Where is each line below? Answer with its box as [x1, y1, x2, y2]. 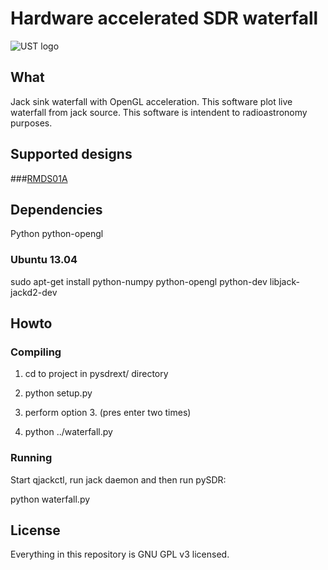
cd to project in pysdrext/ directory [24, 368, 169, 380]
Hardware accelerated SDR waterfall [10, 7, 319, 30]
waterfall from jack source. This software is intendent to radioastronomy [10, 106, 308, 118]
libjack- [269, 275, 300, 287]
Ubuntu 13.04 [10, 253, 78, 267]
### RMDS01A [10, 172, 68, 184]
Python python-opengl [10, 228, 104, 240]
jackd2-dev [10, 286, 58, 298]
